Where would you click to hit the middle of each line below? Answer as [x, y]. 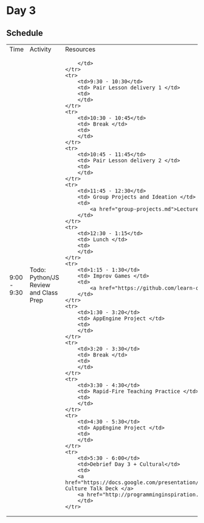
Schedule [25, 33]
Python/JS [44, 277]
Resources [80, 49]
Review [40, 285]
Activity [40, 49]
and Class [44, 292]
